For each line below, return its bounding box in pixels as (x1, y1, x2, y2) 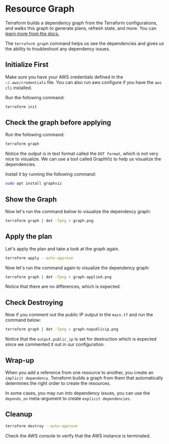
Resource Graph (5, 3, 75, 15)
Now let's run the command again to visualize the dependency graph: (5, 264, 150, 271)
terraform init (5, 104, 37, 109)
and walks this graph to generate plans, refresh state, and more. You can (5, 25, 156, 31)
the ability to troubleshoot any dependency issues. (5, 46, 110, 52)
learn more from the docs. (5, 30, 60, 36)
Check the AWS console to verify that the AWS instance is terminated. (5, 432, 151, 438)
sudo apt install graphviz (5, 181, 62, 186)
